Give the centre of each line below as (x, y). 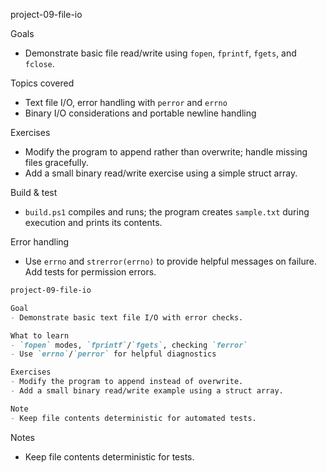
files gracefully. (56, 162)
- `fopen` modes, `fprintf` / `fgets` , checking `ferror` (129, 345)
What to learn (40, 335)
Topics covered (42, 83)
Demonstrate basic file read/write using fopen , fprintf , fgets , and (160, 53)
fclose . (39, 63)
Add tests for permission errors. (90, 272)
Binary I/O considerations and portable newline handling (140, 113)
